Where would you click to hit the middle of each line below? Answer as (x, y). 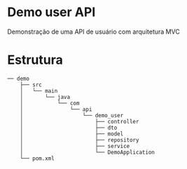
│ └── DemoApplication (88, 152)
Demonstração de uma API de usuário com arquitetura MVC (93, 32)
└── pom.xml (37, 158)
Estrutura (35, 60)
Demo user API (51, 12)
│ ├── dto (69, 128)
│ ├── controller (79, 121)
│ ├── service (75, 146)
